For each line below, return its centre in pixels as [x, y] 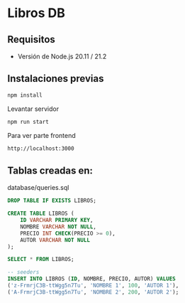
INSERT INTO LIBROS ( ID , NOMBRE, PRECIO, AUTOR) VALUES [91, 279]
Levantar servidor [33, 109]
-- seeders [23, 272]
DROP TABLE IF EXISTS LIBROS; [52, 201]
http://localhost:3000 [41, 148]
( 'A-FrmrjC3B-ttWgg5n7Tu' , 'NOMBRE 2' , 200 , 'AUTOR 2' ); [93, 292]
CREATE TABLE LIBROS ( [41, 214]
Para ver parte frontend [41, 135]
